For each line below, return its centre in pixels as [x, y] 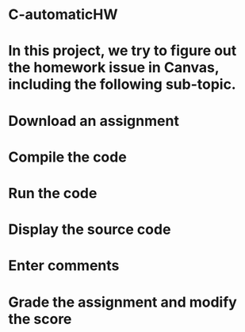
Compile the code [67, 157]
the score [40, 319]
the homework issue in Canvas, [114, 68]
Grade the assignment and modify [123, 302]
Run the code [53, 193]
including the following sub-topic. [122, 84]
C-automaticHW [63, 15]
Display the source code [90, 229]
